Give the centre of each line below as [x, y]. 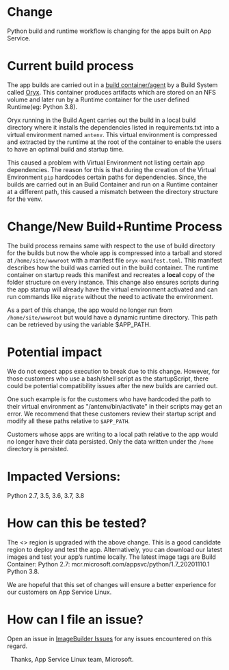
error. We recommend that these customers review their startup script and [112, 414]
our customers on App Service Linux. [59, 592]
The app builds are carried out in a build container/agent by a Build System [112, 85]
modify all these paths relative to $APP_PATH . [68, 421]
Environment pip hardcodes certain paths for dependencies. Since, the [107, 177]
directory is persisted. [38, 448]
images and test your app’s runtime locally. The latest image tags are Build [112, 557]
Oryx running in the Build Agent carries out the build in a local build [102, 120]
